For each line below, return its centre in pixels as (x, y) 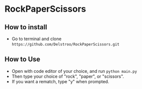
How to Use (23, 59)
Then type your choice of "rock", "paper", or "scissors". (68, 76)
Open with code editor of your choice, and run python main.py (74, 71)
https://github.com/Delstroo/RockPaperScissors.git (65, 44)
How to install (26, 27)
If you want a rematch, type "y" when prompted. (60, 81)
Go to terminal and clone (36, 39)
